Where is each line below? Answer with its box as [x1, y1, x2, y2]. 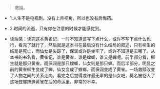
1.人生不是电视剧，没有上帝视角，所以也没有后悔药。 [9, 15, 116, 21]
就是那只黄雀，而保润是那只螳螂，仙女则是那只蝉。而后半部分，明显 [14, 61, 151, 66]
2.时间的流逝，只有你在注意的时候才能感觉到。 [9, 25, 104, 31]
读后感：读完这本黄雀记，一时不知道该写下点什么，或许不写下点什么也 [9, 36, 151, 42]
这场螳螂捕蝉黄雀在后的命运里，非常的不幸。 [9, 79, 100, 85]
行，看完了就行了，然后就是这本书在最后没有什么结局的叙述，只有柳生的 [9, 42, 155, 48]
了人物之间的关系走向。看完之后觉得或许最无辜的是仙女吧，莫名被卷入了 [9, 73, 155, 78]
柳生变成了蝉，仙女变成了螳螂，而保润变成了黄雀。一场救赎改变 [26, 67, 155, 72]
